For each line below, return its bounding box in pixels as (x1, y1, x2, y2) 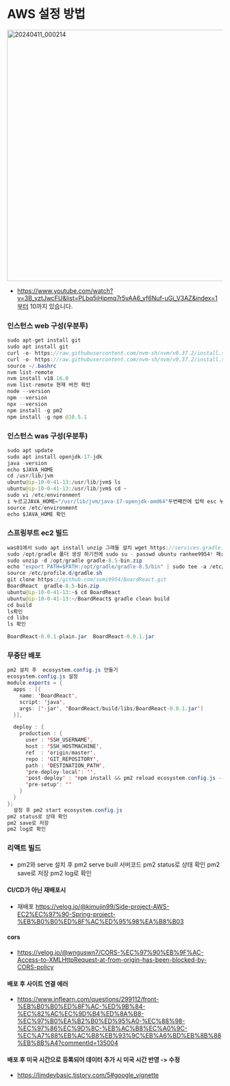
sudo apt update (7, 447, 53, 453)
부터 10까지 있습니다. (16, 302, 73, 310)
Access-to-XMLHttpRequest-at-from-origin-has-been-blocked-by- (16, 955, 207, 964)
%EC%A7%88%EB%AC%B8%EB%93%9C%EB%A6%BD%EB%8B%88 (16, 1032, 222, 1040)
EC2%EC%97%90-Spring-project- (16, 910, 116, 918)
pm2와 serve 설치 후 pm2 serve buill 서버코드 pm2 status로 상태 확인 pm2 (16, 860, 220, 869)
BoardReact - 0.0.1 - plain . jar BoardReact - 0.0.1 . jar (7, 633, 155, 640)
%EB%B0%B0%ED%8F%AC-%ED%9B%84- (16, 1002, 146, 1011)
